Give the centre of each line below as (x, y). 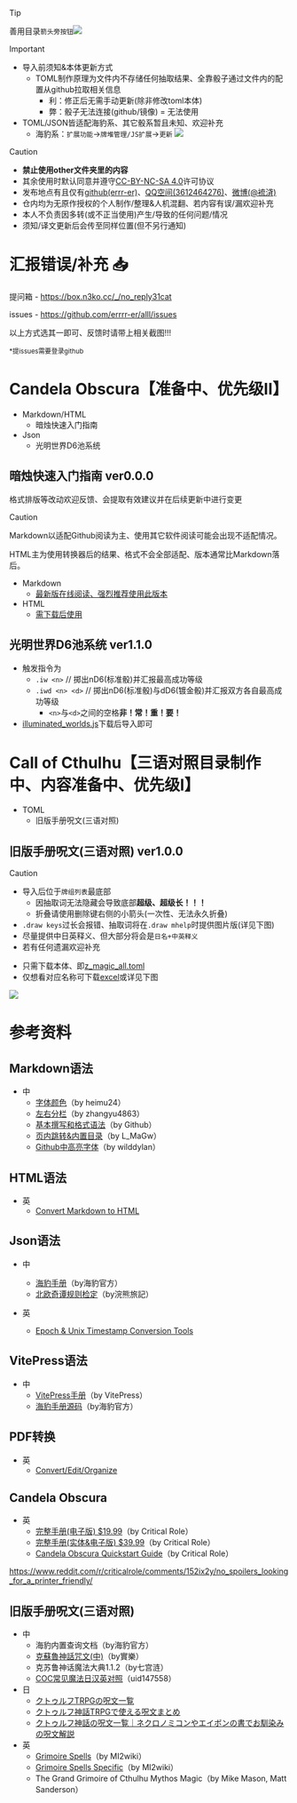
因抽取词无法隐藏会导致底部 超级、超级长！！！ (121, 903)
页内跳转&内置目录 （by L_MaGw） (98, 1136)
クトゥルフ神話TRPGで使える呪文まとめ (108, 1712)
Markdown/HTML (54, 414)
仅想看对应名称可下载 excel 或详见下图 (90, 977)
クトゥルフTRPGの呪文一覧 (85, 1701)
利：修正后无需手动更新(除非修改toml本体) (125, 100)
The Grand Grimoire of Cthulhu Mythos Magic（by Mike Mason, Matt (161, 1779)
